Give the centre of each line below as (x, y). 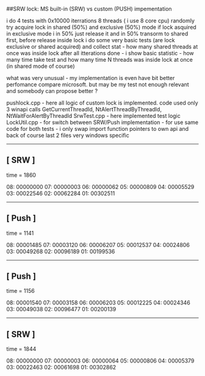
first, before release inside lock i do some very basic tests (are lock (91, 40)
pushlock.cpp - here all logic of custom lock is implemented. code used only (102, 103)
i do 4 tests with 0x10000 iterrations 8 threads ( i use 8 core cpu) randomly (101, 20)
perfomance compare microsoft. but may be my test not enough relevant (98, 84)
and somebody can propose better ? (52, 91)
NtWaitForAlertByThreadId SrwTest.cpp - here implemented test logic (94, 116)
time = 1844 (21, 349)
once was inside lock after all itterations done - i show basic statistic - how (100, 53)
